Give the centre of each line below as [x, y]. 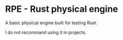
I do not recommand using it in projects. [46, 32]
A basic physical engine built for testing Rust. [51, 23]
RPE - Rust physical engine [61, 9]
